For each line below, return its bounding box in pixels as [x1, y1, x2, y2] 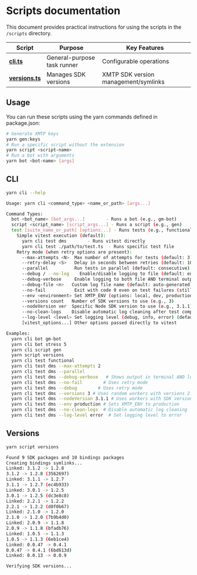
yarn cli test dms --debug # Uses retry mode [11, 385, 143, 391]
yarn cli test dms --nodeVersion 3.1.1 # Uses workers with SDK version [11, 396, 193, 402]
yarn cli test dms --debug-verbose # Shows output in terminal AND [11, 374, 185, 380]
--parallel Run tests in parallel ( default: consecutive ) [21, 266, 191, 271]
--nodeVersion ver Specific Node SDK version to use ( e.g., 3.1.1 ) [21, 304, 193, 309]
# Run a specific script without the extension [6, 142, 125, 148]
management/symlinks [102, 77, 165, 86]
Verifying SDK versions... [6, 563, 72, 569]
